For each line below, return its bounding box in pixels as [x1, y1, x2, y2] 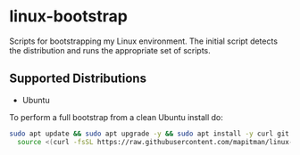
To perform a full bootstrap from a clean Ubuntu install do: [9, 111, 223, 122]
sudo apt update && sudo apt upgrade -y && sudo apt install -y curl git [9, 129, 290, 138]
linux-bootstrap [9, 6, 128, 27]
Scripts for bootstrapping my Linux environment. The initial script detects [9, 36, 279, 46]
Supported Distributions [9, 71, 147, 86]
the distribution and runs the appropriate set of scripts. [9, 45, 212, 55]
